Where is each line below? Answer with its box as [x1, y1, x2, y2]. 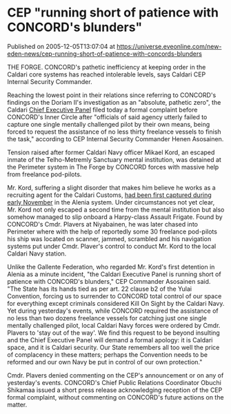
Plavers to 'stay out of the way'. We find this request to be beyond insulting [7, 329, 221, 337]
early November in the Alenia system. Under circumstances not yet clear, [7, 198, 215, 206]
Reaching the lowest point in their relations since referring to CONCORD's [7, 91, 217, 99]
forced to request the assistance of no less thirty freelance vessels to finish [7, 127, 222, 136]
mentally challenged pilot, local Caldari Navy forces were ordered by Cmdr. [7, 321, 221, 329]
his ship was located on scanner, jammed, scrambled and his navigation [7, 234, 212, 242]
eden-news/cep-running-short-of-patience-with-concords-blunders [7, 50, 202, 58]
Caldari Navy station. [7, 249, 67, 258]
